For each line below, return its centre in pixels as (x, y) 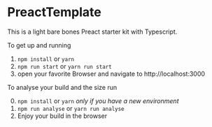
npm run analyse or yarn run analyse (71, 108)
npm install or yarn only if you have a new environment (98, 101)
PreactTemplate (54, 12)
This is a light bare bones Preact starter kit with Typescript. (92, 32)
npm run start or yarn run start (64, 66)
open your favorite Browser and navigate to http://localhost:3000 (111, 74)
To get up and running (39, 45)
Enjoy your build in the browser (62, 116)
